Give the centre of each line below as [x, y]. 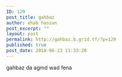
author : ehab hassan [32, 23]
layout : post [22, 34]
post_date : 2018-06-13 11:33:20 [46, 51]
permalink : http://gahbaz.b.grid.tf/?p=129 [61, 39]
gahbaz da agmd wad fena [39, 67]
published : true [26, 45]
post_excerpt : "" [28, 28]
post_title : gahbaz [30, 17]
